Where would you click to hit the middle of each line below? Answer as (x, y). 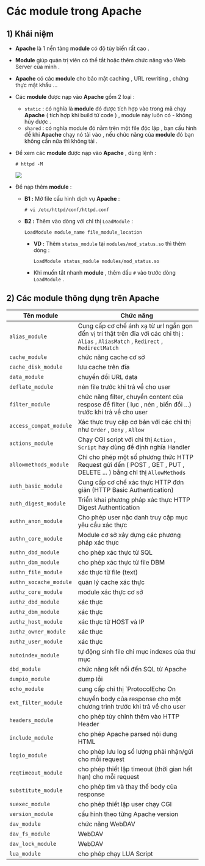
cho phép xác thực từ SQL (115, 552)
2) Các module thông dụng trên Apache (83, 298)
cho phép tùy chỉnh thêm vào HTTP (129, 716)
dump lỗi (90, 679)
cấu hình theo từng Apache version (128, 814)
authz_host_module (36, 622)
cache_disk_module (36, 367)
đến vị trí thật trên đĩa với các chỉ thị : (131, 333)
